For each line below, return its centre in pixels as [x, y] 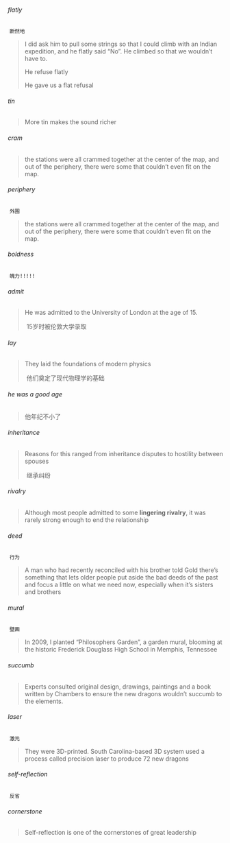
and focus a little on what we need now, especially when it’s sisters [119, 585]
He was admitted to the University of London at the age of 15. [111, 313]
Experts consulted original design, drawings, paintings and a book [118, 687]
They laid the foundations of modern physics [88, 364]
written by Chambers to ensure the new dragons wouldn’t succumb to [123, 693]
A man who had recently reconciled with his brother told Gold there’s [121, 570]
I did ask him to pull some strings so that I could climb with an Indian [121, 44]
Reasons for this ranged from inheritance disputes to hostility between [124, 453]
